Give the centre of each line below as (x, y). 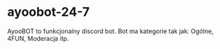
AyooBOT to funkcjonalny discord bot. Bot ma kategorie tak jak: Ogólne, (111, 31)
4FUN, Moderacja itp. (38, 38)
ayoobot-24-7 (49, 12)
